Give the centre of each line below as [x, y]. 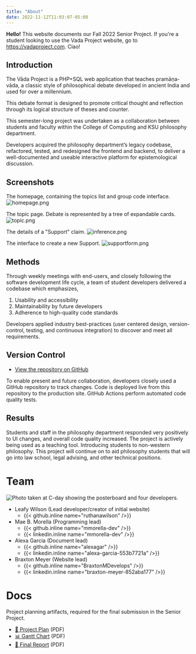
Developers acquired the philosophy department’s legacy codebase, [89, 145]
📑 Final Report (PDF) [40, 645]
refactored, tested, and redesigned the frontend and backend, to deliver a [96, 151]
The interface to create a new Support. [53, 243]
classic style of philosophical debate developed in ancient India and [107, 86]
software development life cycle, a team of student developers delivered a [97, 282]
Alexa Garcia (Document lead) [51, 540]
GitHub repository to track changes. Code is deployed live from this [88, 387]
